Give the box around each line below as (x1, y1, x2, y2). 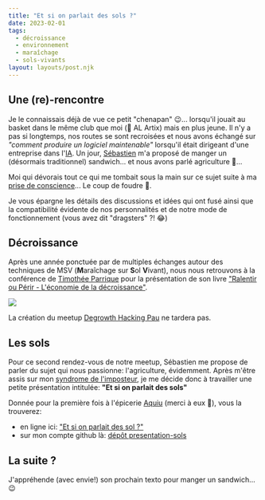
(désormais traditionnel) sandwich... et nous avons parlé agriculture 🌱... (8, 156, 243, 166)
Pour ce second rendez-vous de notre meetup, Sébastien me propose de (8, 357, 248, 367)
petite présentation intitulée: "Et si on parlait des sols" (8, 383, 188, 392)
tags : (8, 26, 26, 34)
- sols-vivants (15, 57, 66, 65)
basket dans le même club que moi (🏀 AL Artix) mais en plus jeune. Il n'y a (8, 123, 251, 132)
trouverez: (8, 407, 42, 416)
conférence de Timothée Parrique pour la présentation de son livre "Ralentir (8, 274, 257, 284)
